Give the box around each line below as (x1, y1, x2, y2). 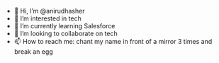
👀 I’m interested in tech (13, 14, 82, 23)
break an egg (13, 47, 53, 56)
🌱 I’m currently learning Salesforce (13, 22, 116, 30)
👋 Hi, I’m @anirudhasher (13, 7, 85, 15)
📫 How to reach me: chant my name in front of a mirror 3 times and (13, 38, 213, 45)
